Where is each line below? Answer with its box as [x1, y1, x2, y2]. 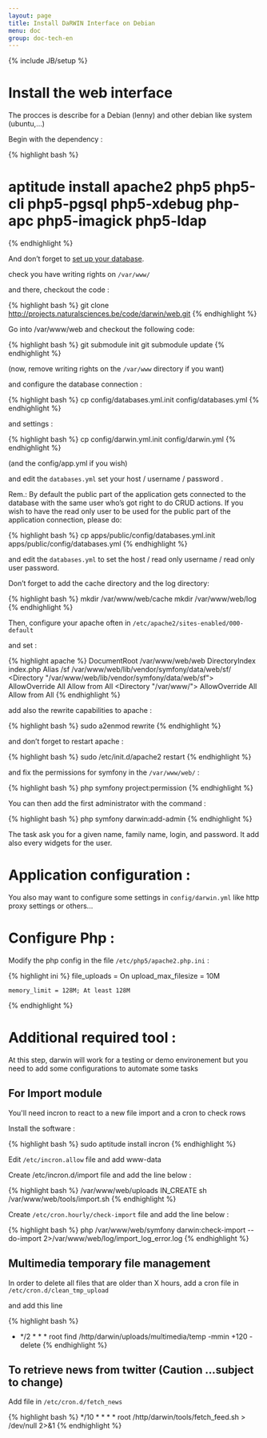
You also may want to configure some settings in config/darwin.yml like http [8, 893, 260, 903]
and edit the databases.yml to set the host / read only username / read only [8, 555, 255, 564]
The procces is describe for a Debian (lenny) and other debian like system [8, 110, 253, 120]
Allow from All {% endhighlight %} [8, 690, 122, 700]
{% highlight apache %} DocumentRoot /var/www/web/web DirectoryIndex [8, 656, 256, 666]
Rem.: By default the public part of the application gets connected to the [8, 490, 246, 499]
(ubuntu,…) [8, 119, 46, 129]
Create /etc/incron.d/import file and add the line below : [8, 1170, 192, 1180]
